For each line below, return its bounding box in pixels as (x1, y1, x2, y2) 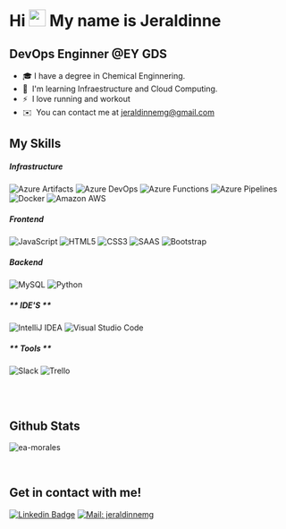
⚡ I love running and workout (21, 94, 131, 104)
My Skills (9, 136, 62, 151)
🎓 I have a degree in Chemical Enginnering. (21, 71, 186, 81)
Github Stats (9, 418, 80, 433)
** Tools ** (9, 343, 52, 354)
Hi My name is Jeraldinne (9, 11, 222, 31)
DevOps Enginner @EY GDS (9, 46, 168, 62)
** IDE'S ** (9, 300, 52, 311)
